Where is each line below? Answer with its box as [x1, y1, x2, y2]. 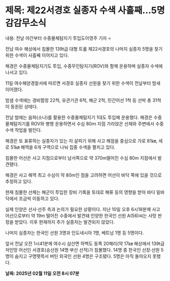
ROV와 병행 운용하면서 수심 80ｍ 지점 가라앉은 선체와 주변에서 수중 [31, 120, 164, 127]
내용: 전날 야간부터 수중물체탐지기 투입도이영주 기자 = [5, 35, 112, 41]
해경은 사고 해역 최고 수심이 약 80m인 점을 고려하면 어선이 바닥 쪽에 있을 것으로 [5, 172, 162, 178]
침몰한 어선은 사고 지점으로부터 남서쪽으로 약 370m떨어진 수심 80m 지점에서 [5, 155, 157, 161]
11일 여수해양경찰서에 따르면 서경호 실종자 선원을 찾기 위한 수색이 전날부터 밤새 [5, 80, 161, 86]
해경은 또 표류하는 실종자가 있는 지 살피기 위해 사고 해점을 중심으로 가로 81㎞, [5, 137, 157, 144]
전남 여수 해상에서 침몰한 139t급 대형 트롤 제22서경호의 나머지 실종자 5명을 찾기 [5, 46, 163, 52]
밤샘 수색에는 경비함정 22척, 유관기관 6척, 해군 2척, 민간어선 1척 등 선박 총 [5, 97, 151, 103]
